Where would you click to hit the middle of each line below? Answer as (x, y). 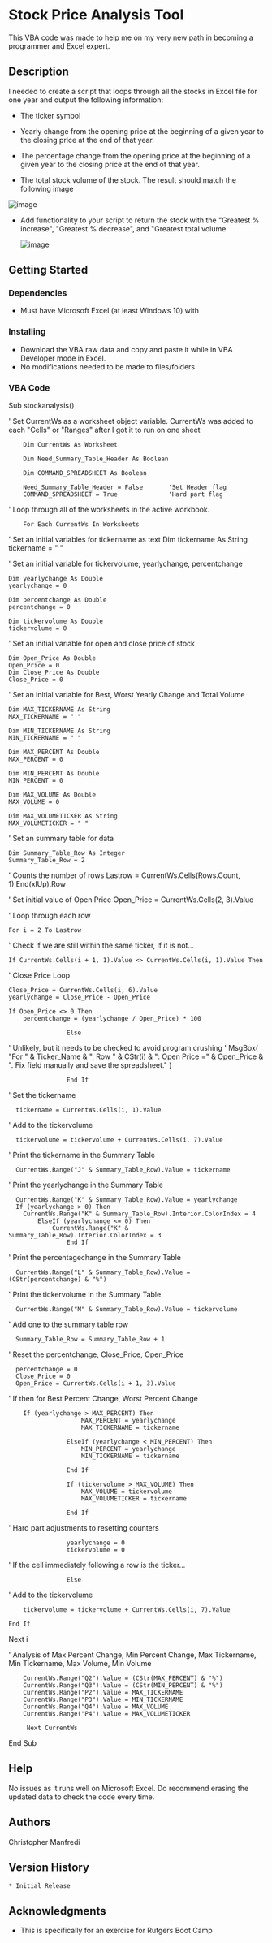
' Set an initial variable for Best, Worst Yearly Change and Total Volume (127, 695)
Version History (49, 1868)
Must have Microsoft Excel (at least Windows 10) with (110, 311)
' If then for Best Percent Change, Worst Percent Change (104, 1399)
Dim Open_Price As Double (52, 658)
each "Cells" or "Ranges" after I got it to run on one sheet (104, 430)
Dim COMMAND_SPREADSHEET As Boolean (85, 473)
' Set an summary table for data (61, 839)
